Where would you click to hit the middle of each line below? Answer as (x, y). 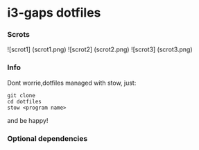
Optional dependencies (47, 138)
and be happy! (28, 120)
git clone (21, 95)
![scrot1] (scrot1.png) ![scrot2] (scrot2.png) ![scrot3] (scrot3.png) (100, 49)
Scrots (18, 35)
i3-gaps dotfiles (54, 13)
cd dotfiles (24, 101)
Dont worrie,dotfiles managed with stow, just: (72, 83)
